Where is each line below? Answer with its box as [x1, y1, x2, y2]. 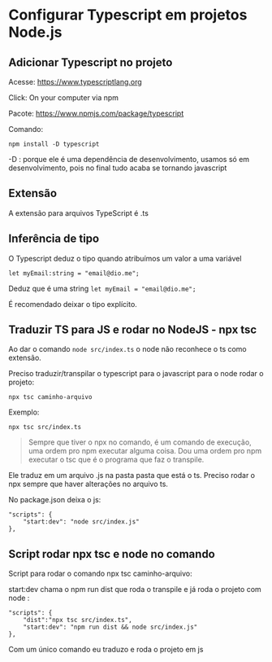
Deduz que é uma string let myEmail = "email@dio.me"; [8, 283, 196, 293]
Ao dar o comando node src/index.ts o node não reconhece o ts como [8, 344, 248, 354]
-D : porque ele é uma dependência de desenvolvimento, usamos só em [8, 155, 250, 164]
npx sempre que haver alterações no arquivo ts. [8, 479, 169, 489]
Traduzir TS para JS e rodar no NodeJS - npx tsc [8, 323, 257, 337]
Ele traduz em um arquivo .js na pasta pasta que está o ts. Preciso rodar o [8, 471, 256, 480]
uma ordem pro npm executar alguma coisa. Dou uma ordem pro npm [28, 446, 262, 456]
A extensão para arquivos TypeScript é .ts [8, 208, 149, 217]
